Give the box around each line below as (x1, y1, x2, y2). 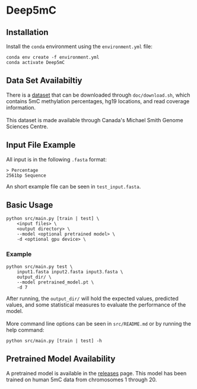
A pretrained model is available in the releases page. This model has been (6, 369, 187, 377)
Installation (6, 27, 49, 37)
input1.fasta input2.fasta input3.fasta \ (17, 269, 123, 275)
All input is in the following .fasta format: (6, 155, 107, 163)
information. (6, 104, 36, 111)
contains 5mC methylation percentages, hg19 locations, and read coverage (6, 97, 190, 104)
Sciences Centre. (6, 123, 49, 130)
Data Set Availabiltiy (6, 75, 82, 86)
